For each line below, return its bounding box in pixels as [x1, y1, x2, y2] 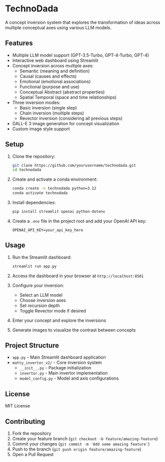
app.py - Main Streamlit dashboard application [12, 355, 106, 360]
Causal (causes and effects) [19, 73, 77, 79]
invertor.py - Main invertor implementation [19, 370, 108, 376]
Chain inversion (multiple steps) [19, 110, 84, 116]
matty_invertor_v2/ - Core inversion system [12, 359, 102, 365]
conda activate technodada [12, 191, 68, 196]
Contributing [5, 417, 45, 426]
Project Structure [5, 341, 59, 350]
